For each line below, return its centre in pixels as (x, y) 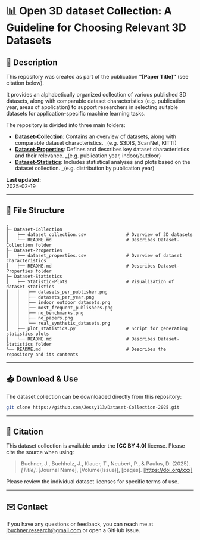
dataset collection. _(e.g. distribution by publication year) (85, 168)
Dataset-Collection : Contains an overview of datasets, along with (96, 136)
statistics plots (28, 334)
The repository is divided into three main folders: (66, 125)
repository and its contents (42, 355)
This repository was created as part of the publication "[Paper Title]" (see (97, 77)
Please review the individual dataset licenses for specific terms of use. (93, 482)
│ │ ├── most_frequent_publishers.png (60, 308)
